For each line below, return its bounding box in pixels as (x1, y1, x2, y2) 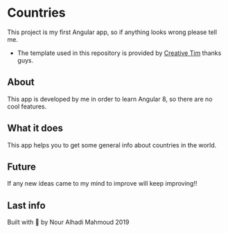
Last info (7, 200, 46, 211)
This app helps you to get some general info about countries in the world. (7, 140, 217, 149)
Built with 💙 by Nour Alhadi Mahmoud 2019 (7, 218, 130, 227)
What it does (7, 122, 64, 134)
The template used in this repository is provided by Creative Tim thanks (17, 49, 222, 57)
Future (7, 161, 37, 172)
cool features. (7, 102, 47, 111)
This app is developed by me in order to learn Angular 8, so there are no (7, 95, 213, 103)
